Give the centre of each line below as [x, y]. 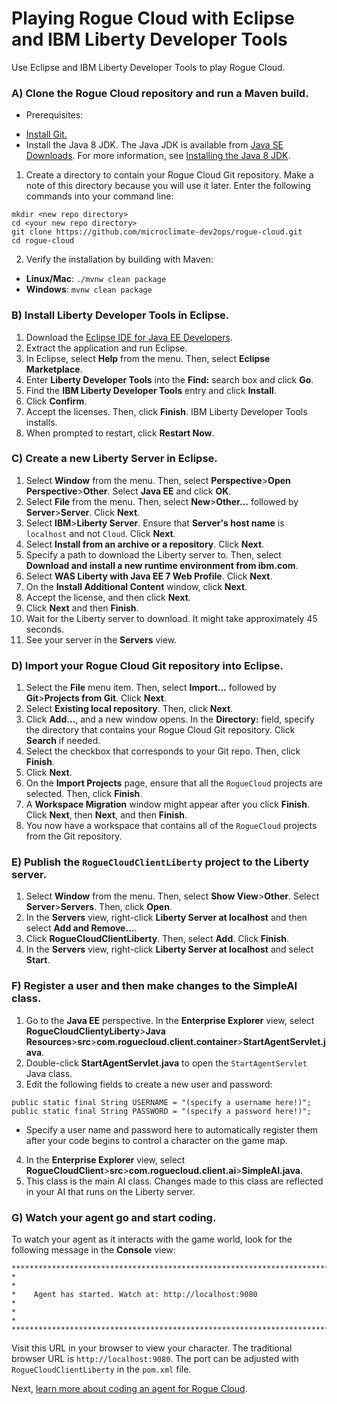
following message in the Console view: [93, 1250]
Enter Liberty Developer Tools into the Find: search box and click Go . [169, 379]
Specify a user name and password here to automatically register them [172, 1129]
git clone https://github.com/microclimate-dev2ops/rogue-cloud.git [157, 232]
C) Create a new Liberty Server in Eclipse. [114, 459]
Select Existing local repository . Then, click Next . [129, 709]
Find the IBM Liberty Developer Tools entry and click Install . [151, 390]
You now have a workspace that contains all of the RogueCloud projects [171, 826]
